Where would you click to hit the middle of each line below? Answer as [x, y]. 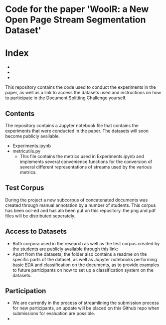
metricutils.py [26, 151]
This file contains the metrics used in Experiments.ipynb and [82, 156]
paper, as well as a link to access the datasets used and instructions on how [83, 93]
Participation [26, 291]
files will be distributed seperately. [40, 216]
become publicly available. [33, 136]
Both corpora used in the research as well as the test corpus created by [86, 243]
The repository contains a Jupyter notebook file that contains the [72, 125]
